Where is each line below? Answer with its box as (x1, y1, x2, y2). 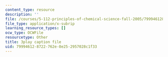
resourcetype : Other (5, 35, 48, 40)
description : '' (5, 12, 39, 17)
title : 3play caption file (5, 40, 61, 45)
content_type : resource (5, 7, 55, 12)
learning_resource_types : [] (5, 26, 66, 31)
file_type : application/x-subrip (5, 21, 75, 26)
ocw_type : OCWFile (5, 30, 43, 35)
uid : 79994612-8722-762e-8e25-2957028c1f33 (5, 44, 97, 49)
